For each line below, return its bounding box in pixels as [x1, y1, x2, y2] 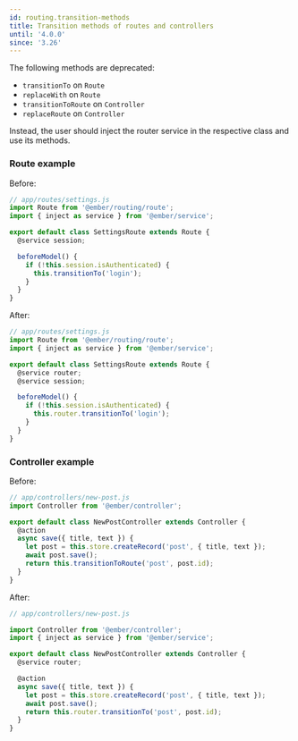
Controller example [9, 455, 95, 467]
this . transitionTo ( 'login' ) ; [32, 269, 142, 278]
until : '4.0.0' [9, 29, 66, 38]
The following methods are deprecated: [9, 63, 155, 73]
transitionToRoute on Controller [21, 99, 145, 110]
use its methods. [9, 135, 71, 146]
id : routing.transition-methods [9, 13, 130, 22]
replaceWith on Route [21, 89, 101, 100]
